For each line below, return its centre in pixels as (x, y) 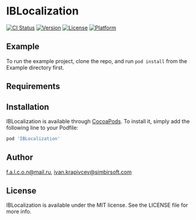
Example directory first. (35, 67)
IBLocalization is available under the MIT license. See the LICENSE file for (97, 205)
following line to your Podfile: (42, 127)
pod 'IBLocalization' (33, 139)
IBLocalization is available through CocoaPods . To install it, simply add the (98, 121)
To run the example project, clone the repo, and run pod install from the (97, 61)
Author (20, 157)
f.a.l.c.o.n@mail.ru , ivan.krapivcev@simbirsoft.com (69, 172)
